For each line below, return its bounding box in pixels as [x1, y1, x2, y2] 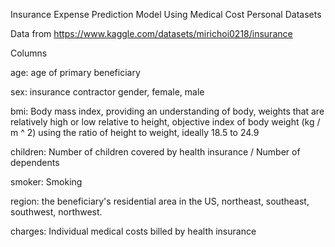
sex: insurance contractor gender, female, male [10, 86, 205, 98]
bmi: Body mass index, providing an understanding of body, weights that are [10, 105, 325, 117]
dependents [10, 157, 60, 168]
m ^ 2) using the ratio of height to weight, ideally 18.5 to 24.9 [10, 127, 260, 138]
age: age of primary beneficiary [10, 67, 141, 78]
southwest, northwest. [10, 206, 103, 218]
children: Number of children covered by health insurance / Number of [10, 146, 301, 158]
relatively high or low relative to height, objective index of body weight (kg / [10, 116, 321, 128]
